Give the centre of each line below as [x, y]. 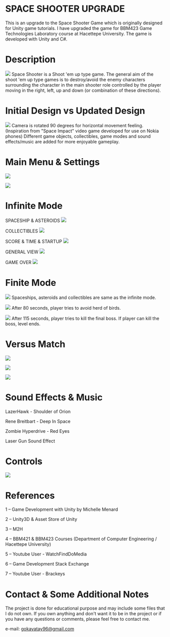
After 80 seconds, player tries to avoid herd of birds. [66, 308]
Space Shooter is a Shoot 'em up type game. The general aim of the [82, 74]
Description [30, 60]
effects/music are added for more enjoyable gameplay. [63, 141]
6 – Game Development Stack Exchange [47, 564]
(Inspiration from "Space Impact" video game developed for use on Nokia [82, 131]
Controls [24, 461]
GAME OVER [19, 262]
